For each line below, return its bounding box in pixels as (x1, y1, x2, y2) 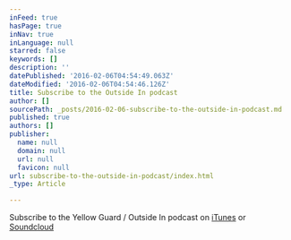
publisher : (9, 130, 50, 139)
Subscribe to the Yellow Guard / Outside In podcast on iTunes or (9, 212, 246, 223)
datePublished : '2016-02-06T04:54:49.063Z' (9, 72, 175, 81)
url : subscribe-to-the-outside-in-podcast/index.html (9, 171, 215, 180)
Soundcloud (9, 221, 55, 233)
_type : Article (9, 180, 66, 189)
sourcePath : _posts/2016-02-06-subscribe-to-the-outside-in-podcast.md (9, 105, 282, 114)
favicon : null (17, 163, 70, 172)
